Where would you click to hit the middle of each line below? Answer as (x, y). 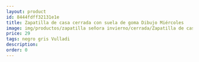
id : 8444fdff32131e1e (33, 17)
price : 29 (18, 34)
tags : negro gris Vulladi (38, 39)
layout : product (26, 12)
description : (22, 45)
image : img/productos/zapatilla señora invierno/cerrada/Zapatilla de (95, 28)
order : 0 (17, 50)
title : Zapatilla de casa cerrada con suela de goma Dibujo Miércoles (95, 22)
